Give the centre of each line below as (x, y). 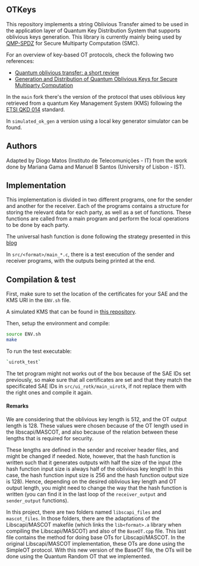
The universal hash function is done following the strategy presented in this (98, 237)
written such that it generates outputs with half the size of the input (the (94, 463)
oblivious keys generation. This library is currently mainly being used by (94, 37)
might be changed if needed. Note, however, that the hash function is (91, 456)
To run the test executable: (39, 351)
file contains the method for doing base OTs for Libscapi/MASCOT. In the (96, 537)
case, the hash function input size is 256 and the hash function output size (97, 475)
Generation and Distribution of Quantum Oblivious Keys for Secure (96, 79)
